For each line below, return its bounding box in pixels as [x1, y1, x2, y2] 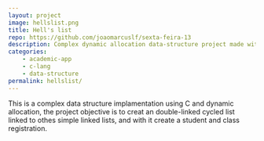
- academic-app [22, 56, 72, 63]
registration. [8, 123, 47, 133]
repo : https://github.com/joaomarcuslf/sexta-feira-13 [8, 33, 192, 42]
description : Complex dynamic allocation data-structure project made [8, 41, 244, 49]
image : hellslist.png [8, 19, 79, 27]
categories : [8, 48, 47, 56]
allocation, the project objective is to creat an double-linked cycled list [8, 107, 236, 116]
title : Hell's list [8, 26, 72, 34]
